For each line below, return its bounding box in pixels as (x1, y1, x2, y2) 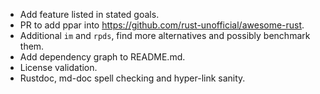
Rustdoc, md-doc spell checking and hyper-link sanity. (19, 72, 246, 84)
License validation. (19, 62, 98, 73)
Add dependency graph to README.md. (19, 51, 186, 63)
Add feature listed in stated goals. (19, 9, 160, 20)
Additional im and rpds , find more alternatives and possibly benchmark (19, 30, 311, 41)
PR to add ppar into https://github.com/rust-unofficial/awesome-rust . (19, 19, 305, 31)
